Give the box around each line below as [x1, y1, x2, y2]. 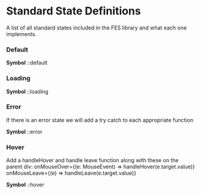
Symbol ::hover [6, 181, 45, 189]
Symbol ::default [6, 59, 48, 67]
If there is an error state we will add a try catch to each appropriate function [6, 116, 194, 124]
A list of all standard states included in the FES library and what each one [6, 24, 187, 31]
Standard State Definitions [6, 4, 141, 18]
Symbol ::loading [6, 88, 49, 95]
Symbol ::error [6, 128, 43, 135]
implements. [6, 30, 37, 37]
